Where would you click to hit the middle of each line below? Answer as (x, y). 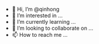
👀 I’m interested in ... (37, 15)
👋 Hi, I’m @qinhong (36, 9)
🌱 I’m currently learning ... (44, 22)
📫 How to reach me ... (40, 35)
